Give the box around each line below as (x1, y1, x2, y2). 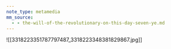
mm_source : (6, 14, 34, 20)
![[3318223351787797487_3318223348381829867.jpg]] (6, 36, 143, 44)
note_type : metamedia (6, 8, 61, 15)
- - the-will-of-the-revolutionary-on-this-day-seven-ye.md (11, 20, 165, 26)
